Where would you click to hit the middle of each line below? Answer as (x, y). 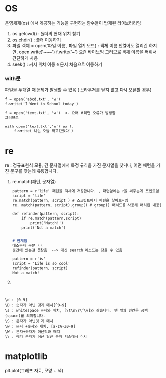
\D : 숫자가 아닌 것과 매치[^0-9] (36, 305)
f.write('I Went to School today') (42, 104)
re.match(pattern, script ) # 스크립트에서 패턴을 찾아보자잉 (70, 201)
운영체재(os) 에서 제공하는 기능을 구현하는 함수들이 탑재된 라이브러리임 (73, 23)
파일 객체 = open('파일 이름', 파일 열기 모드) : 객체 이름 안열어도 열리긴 (80, 45)
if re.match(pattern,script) (51, 218)
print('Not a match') (43, 228)
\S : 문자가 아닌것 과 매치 (29, 321)
